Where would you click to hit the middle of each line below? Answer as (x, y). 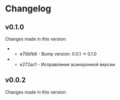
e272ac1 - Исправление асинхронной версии (67, 64)
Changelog (28, 9)
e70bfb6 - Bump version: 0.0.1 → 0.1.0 (58, 54)
